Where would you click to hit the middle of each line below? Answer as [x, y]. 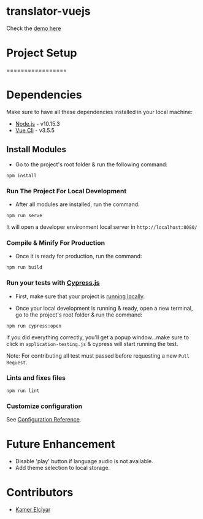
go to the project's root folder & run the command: [79, 315]
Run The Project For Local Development [67, 191]
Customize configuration [44, 406]
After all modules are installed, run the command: [77, 204]
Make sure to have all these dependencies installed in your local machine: [100, 112]
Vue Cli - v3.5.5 [35, 130]
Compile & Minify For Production [56, 242]
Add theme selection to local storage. [63, 468]
